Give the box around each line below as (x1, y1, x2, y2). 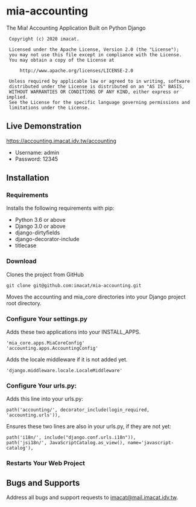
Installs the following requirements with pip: (6, 204, 115, 212)
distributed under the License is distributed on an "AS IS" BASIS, (8, 83, 185, 89)
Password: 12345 (14, 155, 58, 163)
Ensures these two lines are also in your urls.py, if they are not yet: (6, 423, 172, 430)
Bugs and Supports (6, 477, 80, 488)
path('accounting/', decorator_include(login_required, (6, 407, 150, 413)
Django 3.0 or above (14, 222, 66, 230)
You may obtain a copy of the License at (8, 57, 115, 63)
